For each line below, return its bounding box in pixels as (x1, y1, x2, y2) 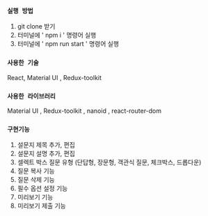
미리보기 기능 (17, 193, 54, 201)
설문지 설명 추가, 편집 (17, 149, 75, 158)
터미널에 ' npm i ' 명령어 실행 (17, 31, 97, 40)
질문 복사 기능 (17, 167, 55, 176)
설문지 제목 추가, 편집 (17, 141, 75, 149)
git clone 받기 (17, 22, 56, 31)
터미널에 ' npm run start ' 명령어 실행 (17, 40, 120, 48)
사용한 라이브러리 (7, 92, 56, 100)
